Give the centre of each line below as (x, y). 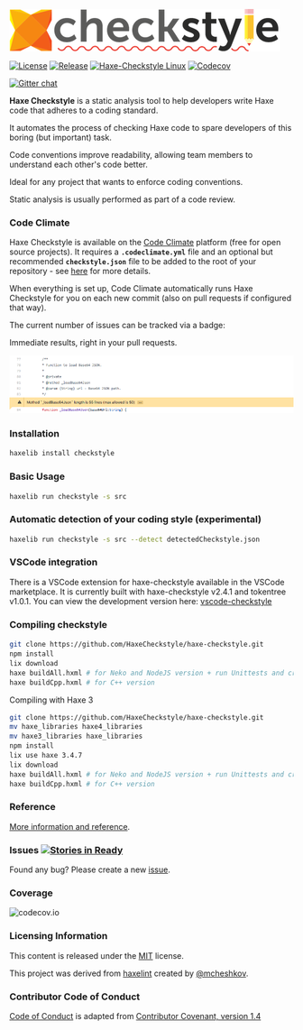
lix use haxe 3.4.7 (46, 756)
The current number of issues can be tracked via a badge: (117, 326)
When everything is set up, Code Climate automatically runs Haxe (131, 289)
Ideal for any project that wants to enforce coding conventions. (126, 182)
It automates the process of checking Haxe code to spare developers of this (151, 128)
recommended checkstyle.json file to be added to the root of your (133, 262)
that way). (28, 308)
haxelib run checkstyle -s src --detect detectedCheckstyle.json (134, 539)
